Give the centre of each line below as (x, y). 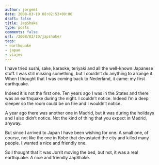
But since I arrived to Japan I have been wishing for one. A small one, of (77, 133)
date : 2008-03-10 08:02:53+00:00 (39, 14)
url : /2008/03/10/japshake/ (33, 37)
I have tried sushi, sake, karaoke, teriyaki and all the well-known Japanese (79, 68)
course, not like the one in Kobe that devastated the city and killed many (77, 138)
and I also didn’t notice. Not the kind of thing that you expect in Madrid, (76, 118)
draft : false (18, 18)
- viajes (14, 55)
